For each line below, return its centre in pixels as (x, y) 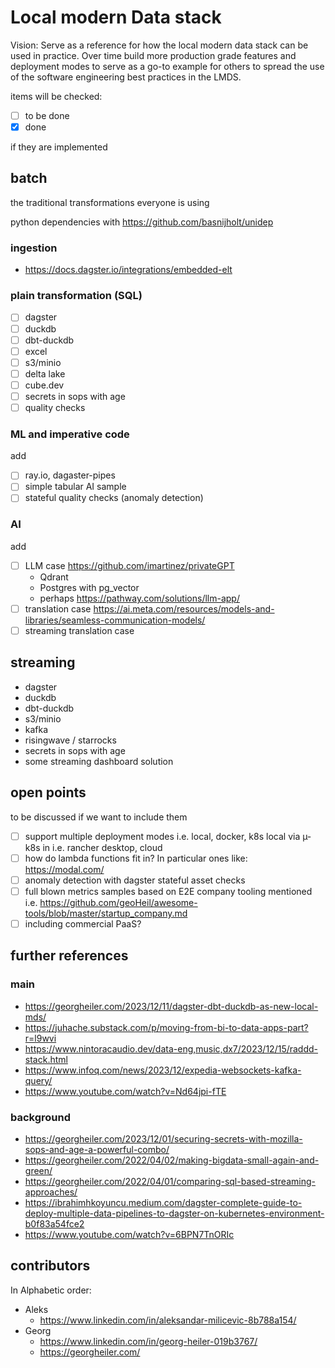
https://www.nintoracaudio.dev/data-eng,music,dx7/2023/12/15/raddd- (171, 1048)
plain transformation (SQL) (76, 296)
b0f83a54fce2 (54, 1223)
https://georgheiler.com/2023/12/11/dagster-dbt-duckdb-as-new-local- (171, 1006)
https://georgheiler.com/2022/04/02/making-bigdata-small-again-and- (172, 1160)
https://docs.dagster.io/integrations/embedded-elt (128, 270)
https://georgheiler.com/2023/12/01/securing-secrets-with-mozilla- (163, 1138)
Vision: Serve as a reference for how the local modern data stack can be (159, 45)
